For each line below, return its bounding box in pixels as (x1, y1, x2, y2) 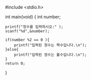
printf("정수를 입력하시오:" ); (5, 24, 63, 29)
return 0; (5, 61, 26, 66)
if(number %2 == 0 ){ (5, 37, 50, 42)
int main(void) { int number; (5, 14, 61, 19)
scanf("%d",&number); (5, 29, 50, 34)
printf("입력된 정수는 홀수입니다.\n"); (14, 52, 87, 57)
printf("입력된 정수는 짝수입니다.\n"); (14, 43, 87, 48)
